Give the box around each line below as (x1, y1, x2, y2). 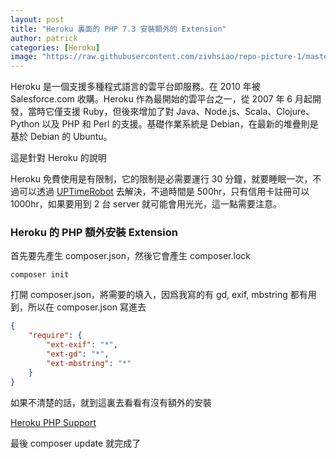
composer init (10, 270, 70, 280)
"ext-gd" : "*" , (46, 349, 110, 360)
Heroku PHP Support (10, 416, 97, 428)
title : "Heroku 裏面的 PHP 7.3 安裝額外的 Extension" (10, 24, 227, 34)
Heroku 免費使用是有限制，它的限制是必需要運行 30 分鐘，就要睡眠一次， (10, 173, 313, 185)
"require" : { (28, 331, 83, 341)
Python (10, 118, 40, 130)
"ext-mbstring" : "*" (46, 358, 132, 368)
